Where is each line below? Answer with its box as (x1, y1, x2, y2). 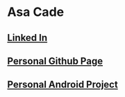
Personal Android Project (7, 79, 118, 91)
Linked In (7, 32, 48, 44)
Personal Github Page (7, 55, 103, 67)
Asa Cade (7, 4, 65, 20)
